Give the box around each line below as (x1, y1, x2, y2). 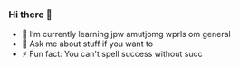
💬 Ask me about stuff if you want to (21, 38, 154, 49)
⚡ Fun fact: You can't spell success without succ (21, 49, 203, 60)
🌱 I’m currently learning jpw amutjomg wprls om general (21, 29, 232, 40)
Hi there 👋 (8, 8, 53, 21)
